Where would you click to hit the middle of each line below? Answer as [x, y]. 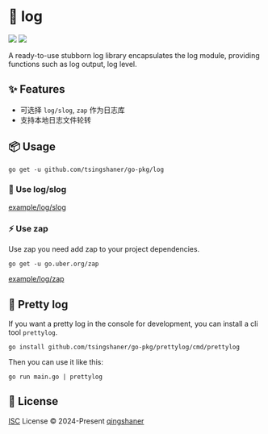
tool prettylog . [33, 332]
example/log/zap [36, 279]
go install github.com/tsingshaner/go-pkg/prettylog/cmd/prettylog [124, 347]
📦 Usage [32, 147]
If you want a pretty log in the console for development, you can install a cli [133, 323]
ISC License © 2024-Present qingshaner [76, 421]
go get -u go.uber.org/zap [54, 264]
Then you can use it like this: [56, 361]
